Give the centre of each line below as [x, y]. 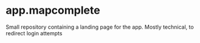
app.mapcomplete [53, 10]
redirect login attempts [34, 33]
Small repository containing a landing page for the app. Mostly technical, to [100, 27]
